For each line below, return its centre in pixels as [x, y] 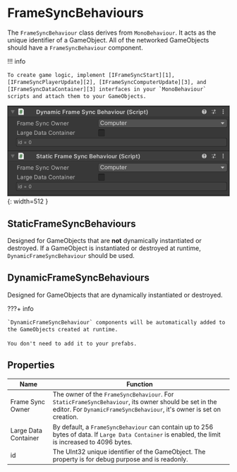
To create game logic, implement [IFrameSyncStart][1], [91, 75]
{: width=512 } [28, 201]
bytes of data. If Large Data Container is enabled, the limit [136, 434]
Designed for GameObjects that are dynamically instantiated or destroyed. [115, 295]
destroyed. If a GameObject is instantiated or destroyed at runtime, [104, 248]
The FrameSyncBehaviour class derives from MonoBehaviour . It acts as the [112, 33]
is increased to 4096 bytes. [92, 442]
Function [140, 384]
